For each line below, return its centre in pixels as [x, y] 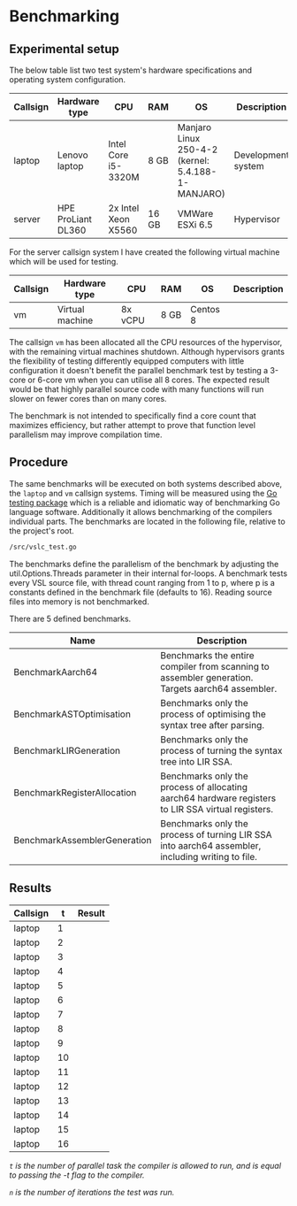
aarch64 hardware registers [218, 798]
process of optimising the [213, 714]
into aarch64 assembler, [211, 845]
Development [262, 155]
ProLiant [75, 219]
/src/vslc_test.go [43, 547]
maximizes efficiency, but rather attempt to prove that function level [133, 425]
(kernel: [193, 161]
